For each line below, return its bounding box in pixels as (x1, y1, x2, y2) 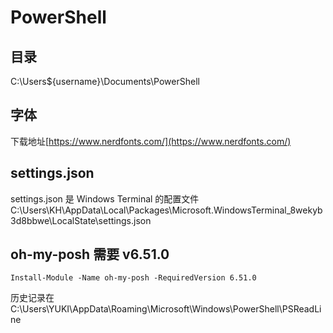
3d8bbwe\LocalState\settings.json (10, 214, 152, 226)
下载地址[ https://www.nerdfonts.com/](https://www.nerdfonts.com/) (10, 135, 292, 147)
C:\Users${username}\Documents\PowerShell (10, 76, 200, 87)
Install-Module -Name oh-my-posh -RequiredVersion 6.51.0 (10, 273, 257, 283)
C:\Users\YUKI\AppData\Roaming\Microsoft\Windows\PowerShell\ (10, 303, 283, 315)
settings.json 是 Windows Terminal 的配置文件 (10, 192, 200, 205)
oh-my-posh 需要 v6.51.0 (10, 246, 170, 263)
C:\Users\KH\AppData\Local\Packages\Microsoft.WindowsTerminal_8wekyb (10, 204, 323, 216)
